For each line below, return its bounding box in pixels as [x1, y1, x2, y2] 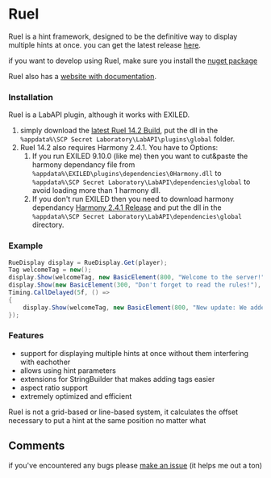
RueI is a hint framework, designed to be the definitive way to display [8, 31, 238, 41]
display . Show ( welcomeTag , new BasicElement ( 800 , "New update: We [23, 304, 248, 312]
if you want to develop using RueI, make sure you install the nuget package [8, 56, 258, 65]
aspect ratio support [19, 383, 89, 392]
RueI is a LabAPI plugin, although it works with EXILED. [8, 110, 190, 119]
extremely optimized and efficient [19, 391, 132, 400]
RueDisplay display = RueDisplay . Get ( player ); [8, 258, 168, 266]
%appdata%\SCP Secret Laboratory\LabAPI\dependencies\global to [31, 177, 251, 187]
